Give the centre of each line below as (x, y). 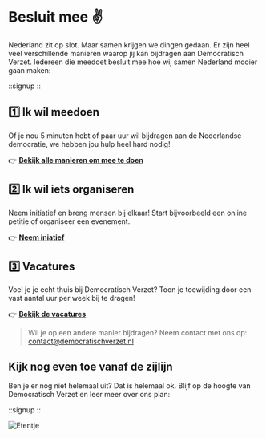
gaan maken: (30, 70)
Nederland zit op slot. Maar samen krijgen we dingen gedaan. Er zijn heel (129, 45)
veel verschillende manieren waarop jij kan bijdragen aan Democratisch (126, 53)
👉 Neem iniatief (36, 237)
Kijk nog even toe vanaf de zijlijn (91, 366)
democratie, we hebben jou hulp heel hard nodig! (89, 144)
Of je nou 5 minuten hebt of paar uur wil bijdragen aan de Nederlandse (125, 136)
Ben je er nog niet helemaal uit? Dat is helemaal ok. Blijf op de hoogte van (129, 386)
